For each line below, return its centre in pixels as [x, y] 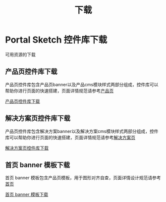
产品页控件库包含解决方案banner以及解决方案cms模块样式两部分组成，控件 [82, 131]
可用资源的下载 [20, 54]
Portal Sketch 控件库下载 [56, 40]
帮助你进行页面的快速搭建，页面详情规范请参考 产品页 [59, 91]
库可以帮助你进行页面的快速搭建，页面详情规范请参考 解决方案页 [70, 137]
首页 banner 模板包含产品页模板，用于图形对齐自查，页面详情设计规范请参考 [83, 178]
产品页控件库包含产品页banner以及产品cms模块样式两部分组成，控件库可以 [82, 84]
